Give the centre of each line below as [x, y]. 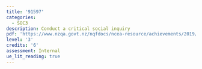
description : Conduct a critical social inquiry [68, 28]
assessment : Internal [33, 51]
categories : [21, 17]
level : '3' [20, 40]
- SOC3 [20, 23]
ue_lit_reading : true [33, 56]
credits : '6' [23, 46]
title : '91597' [25, 12]
